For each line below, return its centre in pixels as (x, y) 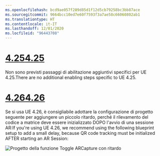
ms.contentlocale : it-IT (31, 24)
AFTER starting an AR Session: (37, 138)
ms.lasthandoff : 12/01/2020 (35, 29)
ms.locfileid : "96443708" (32, 33)
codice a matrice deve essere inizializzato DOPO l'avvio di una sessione (79, 122)
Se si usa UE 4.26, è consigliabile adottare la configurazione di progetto (79, 112)
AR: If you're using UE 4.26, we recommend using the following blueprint (80, 128)
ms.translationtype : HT (30, 19)
